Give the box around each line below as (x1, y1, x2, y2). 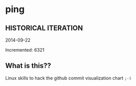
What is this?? (5, 62, 51, 70)
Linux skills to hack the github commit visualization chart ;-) (5, 75, 132, 81)
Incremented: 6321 (5, 47, 45, 53)
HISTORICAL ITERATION (5, 24, 83, 32)
